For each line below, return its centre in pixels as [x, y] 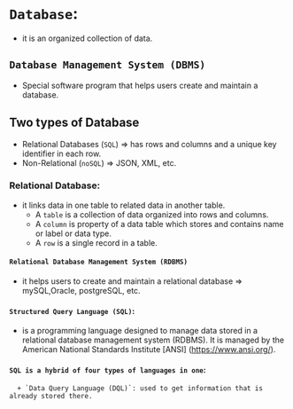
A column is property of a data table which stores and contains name [159, 224]
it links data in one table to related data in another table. [123, 205]
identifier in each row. [62, 153]
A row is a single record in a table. [96, 242]
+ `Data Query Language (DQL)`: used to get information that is [140, 389]
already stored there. [51, 397]
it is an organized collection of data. [87, 38]
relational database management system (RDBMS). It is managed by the [153, 340]
